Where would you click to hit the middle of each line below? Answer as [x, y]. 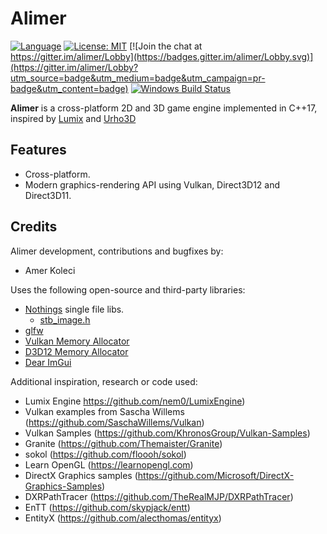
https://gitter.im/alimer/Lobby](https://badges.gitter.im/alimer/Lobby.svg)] [162, 56]
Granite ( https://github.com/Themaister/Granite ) [123, 443]
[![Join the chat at [166, 46]
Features [38, 150]
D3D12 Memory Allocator [76, 351]
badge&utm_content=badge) [69, 88]
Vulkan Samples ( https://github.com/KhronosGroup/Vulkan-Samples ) [167, 433]
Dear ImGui [48, 362]
